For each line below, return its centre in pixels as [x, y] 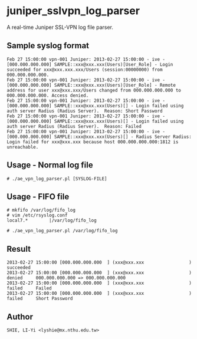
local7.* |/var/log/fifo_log [52, 220]
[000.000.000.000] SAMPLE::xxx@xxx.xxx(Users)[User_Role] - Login [90, 64]
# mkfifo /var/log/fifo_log [41, 210]
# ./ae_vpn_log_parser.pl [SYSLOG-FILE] [57, 179]
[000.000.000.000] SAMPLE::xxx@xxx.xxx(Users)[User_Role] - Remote [91, 85]
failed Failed [29, 288]
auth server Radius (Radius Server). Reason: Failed [74, 126]
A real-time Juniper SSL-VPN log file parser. [60, 27]
